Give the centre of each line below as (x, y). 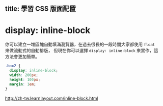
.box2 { (13, 66)
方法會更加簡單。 (22, 57)
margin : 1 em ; (23, 84)
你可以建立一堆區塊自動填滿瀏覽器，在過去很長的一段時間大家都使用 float (80, 44)
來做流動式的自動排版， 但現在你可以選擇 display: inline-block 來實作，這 (82, 51)
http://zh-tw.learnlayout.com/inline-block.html (52, 98)
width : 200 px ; (24, 75)
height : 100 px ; (25, 79)
